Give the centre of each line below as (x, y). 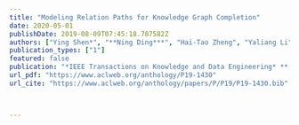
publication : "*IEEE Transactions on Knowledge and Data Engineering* (143, 67)
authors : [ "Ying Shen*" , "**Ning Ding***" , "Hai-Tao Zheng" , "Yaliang (143, 42)
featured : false (39, 59)
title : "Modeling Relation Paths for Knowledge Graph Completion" (135, 17)
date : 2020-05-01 (41, 26)
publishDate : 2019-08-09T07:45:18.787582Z (89, 34)
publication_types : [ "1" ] (57, 51)
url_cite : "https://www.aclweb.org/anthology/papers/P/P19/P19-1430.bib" (149, 83)
